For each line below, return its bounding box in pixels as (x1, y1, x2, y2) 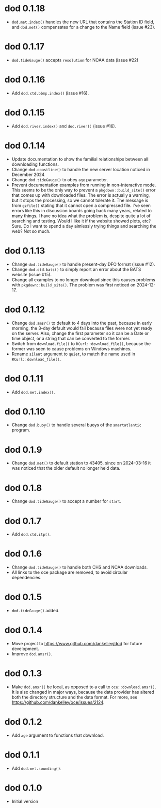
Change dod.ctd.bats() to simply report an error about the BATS (11, 266, 141, 272)
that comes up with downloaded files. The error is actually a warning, (11, 192, 150, 198)
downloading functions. (11, 161, 59, 167)
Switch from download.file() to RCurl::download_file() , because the (11, 340, 151, 347)
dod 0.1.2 (4, 716, 42, 728)
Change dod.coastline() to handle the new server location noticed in (11, 166, 150, 172)
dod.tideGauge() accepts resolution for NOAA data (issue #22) (11, 57, 139, 63)
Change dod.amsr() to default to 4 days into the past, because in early (11, 320, 152, 326)
